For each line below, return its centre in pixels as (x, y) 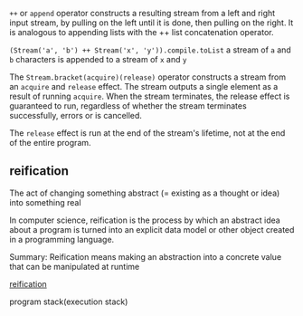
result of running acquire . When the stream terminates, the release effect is (150, 96)
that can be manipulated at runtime (75, 266)
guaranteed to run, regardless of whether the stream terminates (128, 106)
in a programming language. (62, 239)
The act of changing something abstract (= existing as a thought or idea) (145, 193)
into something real (45, 202)
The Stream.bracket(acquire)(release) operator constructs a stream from (148, 77)
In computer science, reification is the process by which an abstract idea (145, 220)
